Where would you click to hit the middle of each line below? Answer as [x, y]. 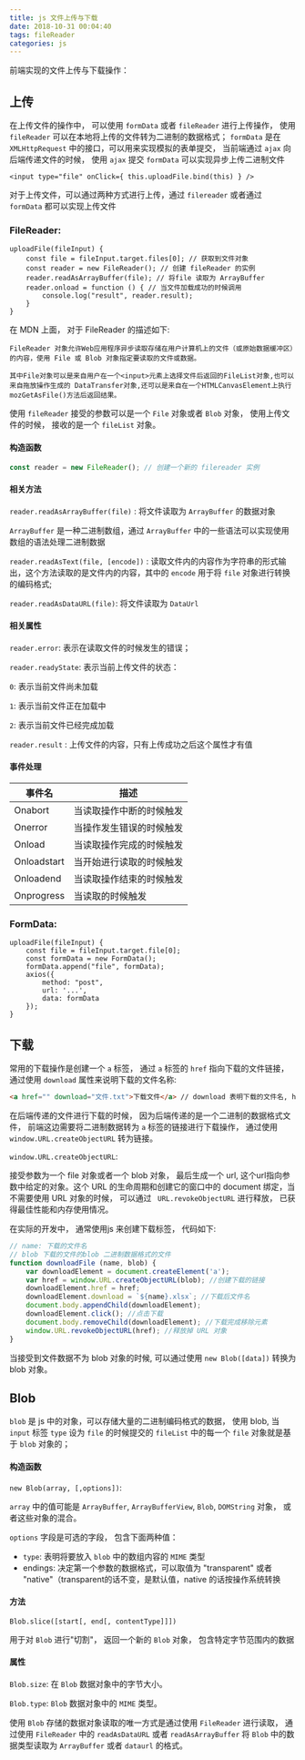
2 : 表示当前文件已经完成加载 [62, 725]
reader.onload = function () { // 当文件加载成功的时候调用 [134, 288]
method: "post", [73, 983]
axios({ [40, 975]
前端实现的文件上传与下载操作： [69, 70]
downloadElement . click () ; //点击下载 [95, 1314]
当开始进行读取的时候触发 [128, 862]
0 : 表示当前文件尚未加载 [54, 686]
